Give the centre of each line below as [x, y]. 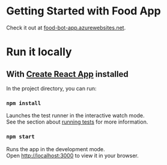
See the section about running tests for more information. [77, 122]
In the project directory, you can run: [51, 88]
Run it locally [39, 52]
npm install [24, 103]
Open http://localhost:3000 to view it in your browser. [73, 155]
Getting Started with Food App [83, 11]
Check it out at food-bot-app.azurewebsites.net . [66, 28]
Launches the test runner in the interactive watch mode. [76, 116]
